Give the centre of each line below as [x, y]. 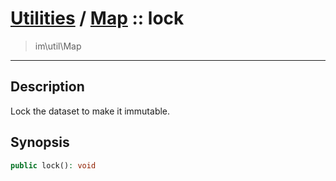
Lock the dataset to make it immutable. [90, 111]
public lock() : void [53, 165]
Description [47, 87]
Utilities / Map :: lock [97, 18]
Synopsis [40, 142]
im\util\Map [58, 46]
